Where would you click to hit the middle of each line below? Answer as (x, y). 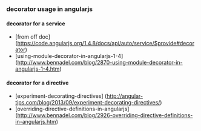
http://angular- (125, 96)
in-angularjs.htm (35, 122)
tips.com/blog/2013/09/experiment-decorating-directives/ (87, 103)
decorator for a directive (38, 83)
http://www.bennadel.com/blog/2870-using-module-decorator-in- (100, 63)
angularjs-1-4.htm (37, 69)
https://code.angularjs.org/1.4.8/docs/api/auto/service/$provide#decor (106, 43)
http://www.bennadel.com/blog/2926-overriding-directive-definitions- (105, 115)
